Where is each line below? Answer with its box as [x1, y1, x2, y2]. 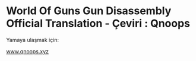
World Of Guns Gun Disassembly [6, 4, 172, 18]
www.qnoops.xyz [6, 47, 49, 54]
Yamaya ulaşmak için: [6, 36, 59, 43]
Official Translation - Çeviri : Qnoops [6, 17, 191, 30]
